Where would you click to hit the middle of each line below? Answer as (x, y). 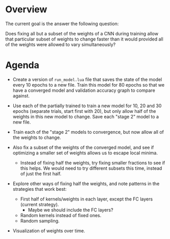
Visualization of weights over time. (49, 231)
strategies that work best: (40, 189)
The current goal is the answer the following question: (62, 24)
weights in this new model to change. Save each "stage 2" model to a (86, 116)
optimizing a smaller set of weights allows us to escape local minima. (85, 153)
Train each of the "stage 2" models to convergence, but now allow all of (88, 132)
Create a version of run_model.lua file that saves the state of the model (87, 79)
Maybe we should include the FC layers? (70, 210)
